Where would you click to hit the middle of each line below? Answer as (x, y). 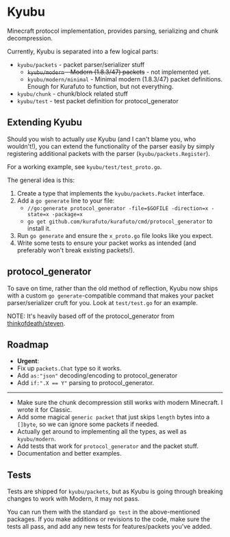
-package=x (67, 214)
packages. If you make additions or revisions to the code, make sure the (109, 519)
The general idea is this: (41, 180)
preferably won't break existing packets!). (76, 250)
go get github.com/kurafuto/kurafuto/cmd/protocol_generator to (120, 221)
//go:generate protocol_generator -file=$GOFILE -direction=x (118, 208)
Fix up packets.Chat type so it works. (69, 368)
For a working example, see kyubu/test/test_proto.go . (85, 167)
